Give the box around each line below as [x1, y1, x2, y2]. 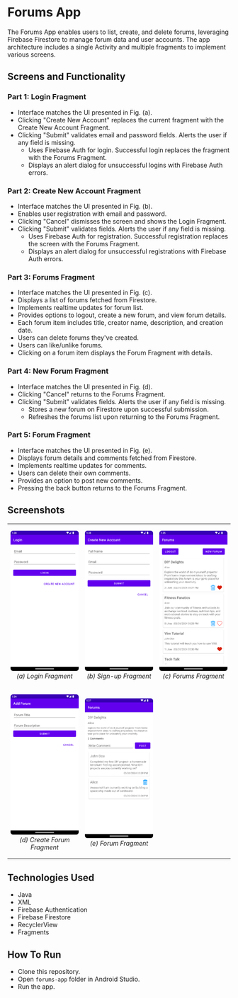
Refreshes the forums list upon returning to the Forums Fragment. [28, 412, 220, 421]
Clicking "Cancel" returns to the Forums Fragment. [17, 390, 166, 398]
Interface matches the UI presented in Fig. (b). [17, 202, 153, 210]
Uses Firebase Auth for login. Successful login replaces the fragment [28, 146, 230, 154]
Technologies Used [7, 871, 94, 883]
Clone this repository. [17, 968, 81, 976]
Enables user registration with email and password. [17, 210, 167, 218]
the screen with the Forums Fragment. [28, 239, 140, 248]
